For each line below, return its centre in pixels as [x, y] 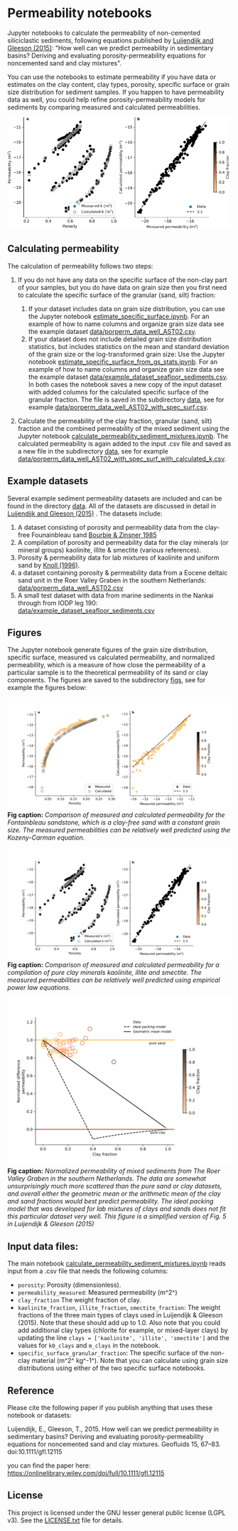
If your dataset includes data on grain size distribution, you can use [126, 308]
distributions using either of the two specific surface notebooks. [112, 1368]
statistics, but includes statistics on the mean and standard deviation [129, 346]
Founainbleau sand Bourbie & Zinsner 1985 [94, 535]
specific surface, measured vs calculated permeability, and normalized [111, 657]
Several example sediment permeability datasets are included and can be [115, 498]
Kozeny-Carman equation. [46, 837]
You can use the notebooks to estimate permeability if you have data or [112, 77]
